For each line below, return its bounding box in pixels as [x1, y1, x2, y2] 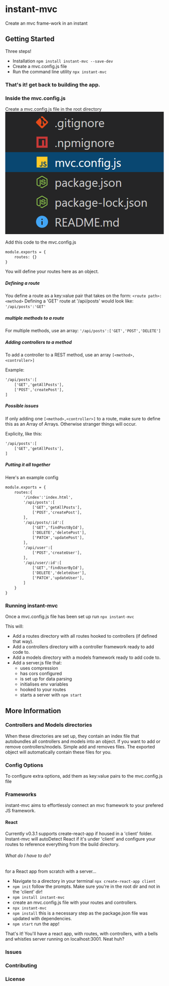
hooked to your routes [20, 687, 66, 693]
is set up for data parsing [20, 676, 72, 682]
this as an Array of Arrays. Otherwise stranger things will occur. [5, 421, 137, 427]
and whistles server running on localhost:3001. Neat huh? [5, 936, 125, 942]
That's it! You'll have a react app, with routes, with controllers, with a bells [5, 930, 158, 937]
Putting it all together [5, 462, 51, 468]
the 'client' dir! [12, 888, 43, 894]
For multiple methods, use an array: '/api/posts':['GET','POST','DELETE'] [5, 327, 161, 333]
